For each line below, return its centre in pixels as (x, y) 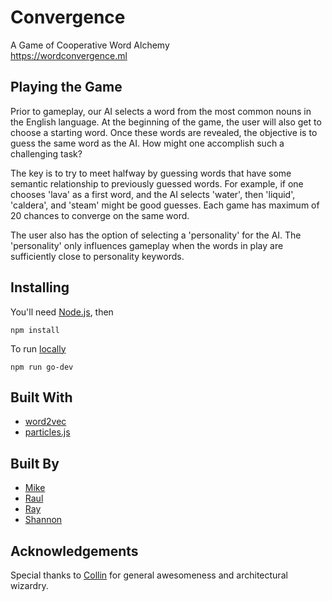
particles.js (47, 432)
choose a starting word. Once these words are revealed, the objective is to (164, 132)
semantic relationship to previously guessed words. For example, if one (157, 183)
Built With (41, 397)
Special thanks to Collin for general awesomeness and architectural (149, 575)
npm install (35, 330)
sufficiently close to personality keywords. (97, 256)
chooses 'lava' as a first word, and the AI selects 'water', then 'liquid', (153, 194)
